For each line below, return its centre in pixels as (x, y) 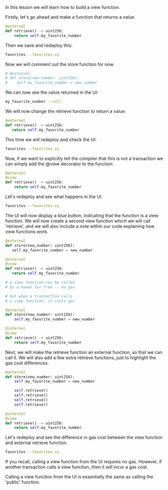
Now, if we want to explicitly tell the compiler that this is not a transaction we (84, 158)
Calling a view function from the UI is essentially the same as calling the (79, 477)
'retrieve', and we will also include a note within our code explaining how (80, 226)
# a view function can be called (40, 282)
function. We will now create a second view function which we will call (78, 221)
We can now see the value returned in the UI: (52, 92)
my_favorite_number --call (33, 102)
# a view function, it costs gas (40, 301)
